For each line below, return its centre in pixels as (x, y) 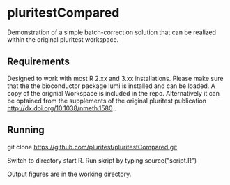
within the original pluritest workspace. (63, 39)
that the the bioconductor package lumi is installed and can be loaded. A (112, 86)
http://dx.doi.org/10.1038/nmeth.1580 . (62, 108)
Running (26, 130)
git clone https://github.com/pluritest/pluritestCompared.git (92, 147)
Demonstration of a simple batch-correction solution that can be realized (112, 32)
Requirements (38, 62)
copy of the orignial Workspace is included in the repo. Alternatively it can (113, 93)
